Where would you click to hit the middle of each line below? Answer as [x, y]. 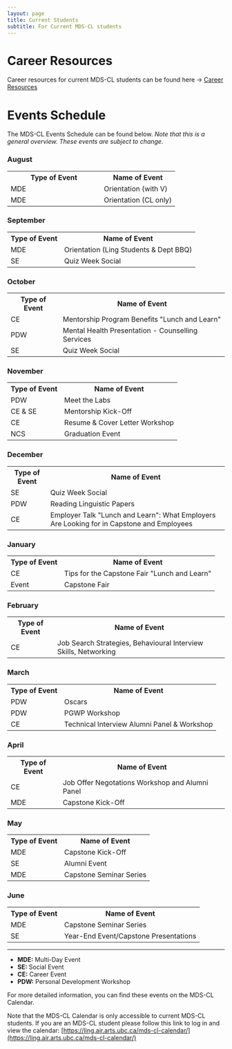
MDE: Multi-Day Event [49, 959]
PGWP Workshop [93, 713]
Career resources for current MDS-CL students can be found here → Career [115, 80]
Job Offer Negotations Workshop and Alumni [135, 782]
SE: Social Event [40, 967]
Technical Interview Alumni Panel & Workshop [139, 724]
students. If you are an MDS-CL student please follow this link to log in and [113, 1023]
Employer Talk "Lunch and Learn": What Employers [133, 514]
